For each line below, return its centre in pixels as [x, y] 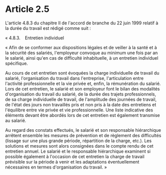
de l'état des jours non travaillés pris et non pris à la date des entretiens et [81, 104]
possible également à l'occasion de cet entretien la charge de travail [75, 156]
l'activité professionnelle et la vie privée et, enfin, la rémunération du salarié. [83, 84]
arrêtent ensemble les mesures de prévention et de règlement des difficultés [83, 135]
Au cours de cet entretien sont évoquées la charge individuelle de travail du [82, 73]
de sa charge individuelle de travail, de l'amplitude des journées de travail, [81, 99]
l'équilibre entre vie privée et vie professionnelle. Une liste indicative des [79, 110]
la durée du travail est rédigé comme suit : [48, 28]
